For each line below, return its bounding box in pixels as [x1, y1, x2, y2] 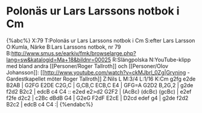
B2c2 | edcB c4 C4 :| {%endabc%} [6, 100, 93, 108]
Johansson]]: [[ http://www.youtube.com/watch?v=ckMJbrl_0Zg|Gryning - [6, 69, 190, 76]
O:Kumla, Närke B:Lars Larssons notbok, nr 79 [6, 43, 122, 50]
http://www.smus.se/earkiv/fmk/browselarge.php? [11, 49, 137, 56]
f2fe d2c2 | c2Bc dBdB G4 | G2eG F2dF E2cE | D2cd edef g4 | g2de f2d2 [6, 94, 189, 102]
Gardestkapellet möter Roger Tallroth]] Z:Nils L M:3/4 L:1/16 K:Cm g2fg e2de [6, 75, 196, 82]
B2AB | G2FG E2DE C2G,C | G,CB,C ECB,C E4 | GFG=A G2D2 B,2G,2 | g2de [6, 81, 194, 88]
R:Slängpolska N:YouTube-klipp [112, 56, 191, 63]
